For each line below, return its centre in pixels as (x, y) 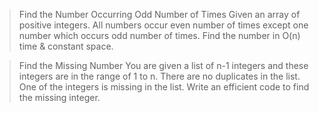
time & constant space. (66, 46)
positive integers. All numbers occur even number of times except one (163, 25)
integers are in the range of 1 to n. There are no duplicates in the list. (159, 76)
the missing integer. (59, 97)
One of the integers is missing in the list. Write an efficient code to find (164, 87)
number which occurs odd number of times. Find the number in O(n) (159, 35)
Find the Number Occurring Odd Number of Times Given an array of (159, 14)
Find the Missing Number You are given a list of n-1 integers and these (163, 65)
